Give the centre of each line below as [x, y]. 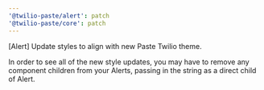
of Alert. [22, 79]
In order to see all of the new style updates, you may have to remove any [129, 62]
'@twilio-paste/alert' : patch [59, 16]
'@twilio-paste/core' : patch [57, 23]
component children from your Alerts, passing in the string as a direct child [132, 70]
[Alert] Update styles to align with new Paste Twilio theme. [105, 46]
